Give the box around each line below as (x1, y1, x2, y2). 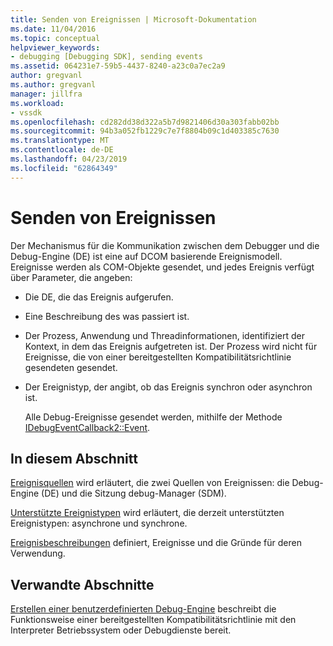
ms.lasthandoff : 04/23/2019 (10, 154, 128, 164)
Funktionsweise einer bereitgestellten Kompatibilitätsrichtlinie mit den (10, 614, 297, 626)
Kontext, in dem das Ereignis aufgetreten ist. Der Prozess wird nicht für (24, 340, 318, 352)
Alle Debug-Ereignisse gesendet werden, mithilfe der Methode (24, 411, 283, 423)
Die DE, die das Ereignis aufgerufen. (24, 291, 174, 303)
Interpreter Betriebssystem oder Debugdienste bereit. (10, 624, 232, 636)
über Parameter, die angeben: (10, 271, 133, 283)
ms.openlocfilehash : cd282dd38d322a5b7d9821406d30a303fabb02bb (10, 117, 280, 127)
